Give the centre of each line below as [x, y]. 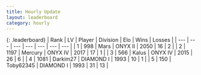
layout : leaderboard [32, 17]
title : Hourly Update [33, 12]
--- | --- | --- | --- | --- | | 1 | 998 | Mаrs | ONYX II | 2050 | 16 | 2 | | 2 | [99, 46]
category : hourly [28, 23]
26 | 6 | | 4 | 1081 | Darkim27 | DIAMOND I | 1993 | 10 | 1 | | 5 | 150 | [89, 59]
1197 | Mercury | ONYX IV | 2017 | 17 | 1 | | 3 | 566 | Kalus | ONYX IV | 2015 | [100, 53]
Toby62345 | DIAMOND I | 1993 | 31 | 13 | [57, 65]
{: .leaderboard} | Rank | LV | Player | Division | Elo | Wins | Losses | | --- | [97, 40]
